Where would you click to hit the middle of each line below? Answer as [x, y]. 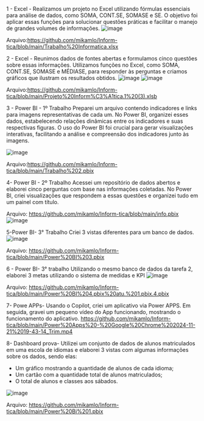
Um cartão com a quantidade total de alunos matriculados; [89, 375]
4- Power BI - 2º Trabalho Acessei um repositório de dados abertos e [93, 182]
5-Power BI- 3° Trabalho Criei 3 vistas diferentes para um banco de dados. [100, 232]
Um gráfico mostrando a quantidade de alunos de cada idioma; [94, 368]
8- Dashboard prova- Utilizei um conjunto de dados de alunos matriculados [101, 343]
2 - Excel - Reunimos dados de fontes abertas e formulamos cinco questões [102, 58]
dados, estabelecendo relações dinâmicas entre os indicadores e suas [95, 121]
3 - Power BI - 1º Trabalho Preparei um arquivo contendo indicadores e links [102, 108]
